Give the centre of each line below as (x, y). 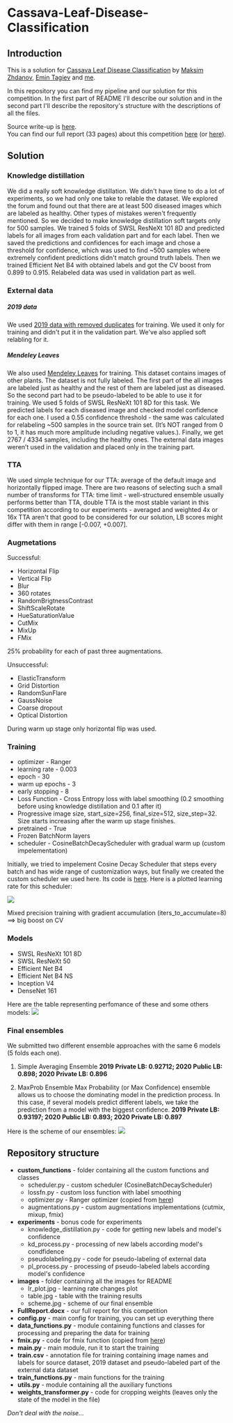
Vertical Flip (34, 579)
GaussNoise (35, 701)
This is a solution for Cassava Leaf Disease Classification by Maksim (105, 70)
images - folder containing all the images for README (95, 1281)
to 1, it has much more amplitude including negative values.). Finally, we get (115, 432)
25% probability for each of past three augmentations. (85, 651)
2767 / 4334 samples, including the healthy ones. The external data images (115, 440)
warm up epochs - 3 (47, 784)
